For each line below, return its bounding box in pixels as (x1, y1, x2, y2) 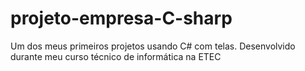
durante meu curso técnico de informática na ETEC (10, 50, 222, 62)
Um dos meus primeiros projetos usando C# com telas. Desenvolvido (10, 40, 296, 52)
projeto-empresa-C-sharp (10, 7, 233, 30)
